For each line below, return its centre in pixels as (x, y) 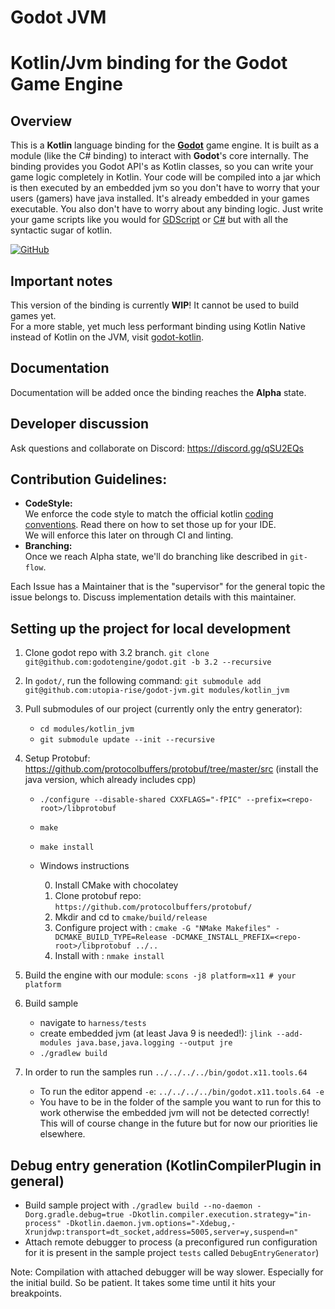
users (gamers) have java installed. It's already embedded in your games (160, 198)
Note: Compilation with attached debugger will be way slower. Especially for (167, 1272)
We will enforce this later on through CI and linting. (129, 535)
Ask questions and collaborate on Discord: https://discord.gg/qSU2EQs (157, 448)
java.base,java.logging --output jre (154, 1043)
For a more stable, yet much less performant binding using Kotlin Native (158, 326)
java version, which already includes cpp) (110, 780)
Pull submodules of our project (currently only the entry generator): (163, 709)
